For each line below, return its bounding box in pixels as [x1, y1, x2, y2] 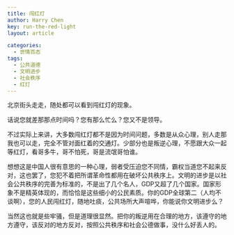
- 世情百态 [13, 49, 41, 56]
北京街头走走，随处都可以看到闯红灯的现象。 [7, 101, 136, 109]
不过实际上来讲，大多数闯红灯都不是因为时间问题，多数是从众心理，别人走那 [7, 130, 227, 139]
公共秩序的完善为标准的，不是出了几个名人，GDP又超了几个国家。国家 [13, 180, 216, 188]
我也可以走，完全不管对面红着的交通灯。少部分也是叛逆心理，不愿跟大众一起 [7, 139, 227, 147]
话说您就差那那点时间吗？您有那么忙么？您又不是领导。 [7, 115, 166, 124]
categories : [7, 42, 42, 49]
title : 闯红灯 [7, 10, 45, 17]
